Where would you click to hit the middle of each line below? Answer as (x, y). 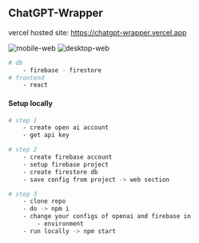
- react (35, 85)
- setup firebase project (66, 164)
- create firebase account (68, 157)
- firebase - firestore (62, 70)
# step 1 (23, 120)
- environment (60, 224)
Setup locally (31, 103)
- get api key (46, 136)
